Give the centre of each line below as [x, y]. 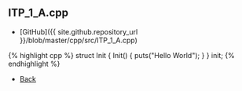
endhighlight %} [34, 64]
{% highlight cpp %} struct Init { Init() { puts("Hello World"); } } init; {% [122, 55]
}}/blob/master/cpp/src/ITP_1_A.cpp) [78, 40]
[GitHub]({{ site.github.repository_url [79, 31]
